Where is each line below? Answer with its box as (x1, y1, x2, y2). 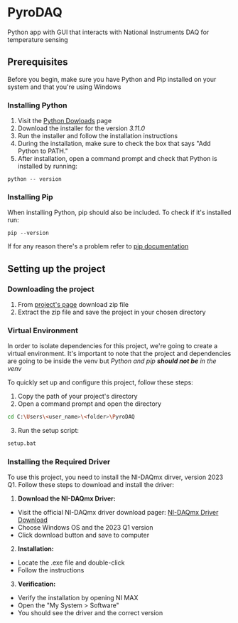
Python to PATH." (17, 147, 69, 155)
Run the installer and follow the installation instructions (17, 132, 178, 140)
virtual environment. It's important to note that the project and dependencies (7, 350, 232, 358)
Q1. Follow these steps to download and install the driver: (7, 481, 175, 489)
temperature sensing (7, 35, 69, 43)
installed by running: (17, 162, 78, 171)
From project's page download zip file (17, 300, 129, 309)
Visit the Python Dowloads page (17, 117, 112, 125)
